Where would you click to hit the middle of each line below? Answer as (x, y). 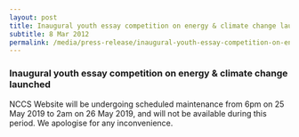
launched (30, 85)
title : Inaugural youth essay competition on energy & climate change (143, 26)
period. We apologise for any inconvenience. (91, 123)
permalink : (29, 42)
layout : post (33, 17)
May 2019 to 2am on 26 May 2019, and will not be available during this (138, 113)
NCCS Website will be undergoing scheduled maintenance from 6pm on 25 (147, 104)
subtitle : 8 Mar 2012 (49, 34)
